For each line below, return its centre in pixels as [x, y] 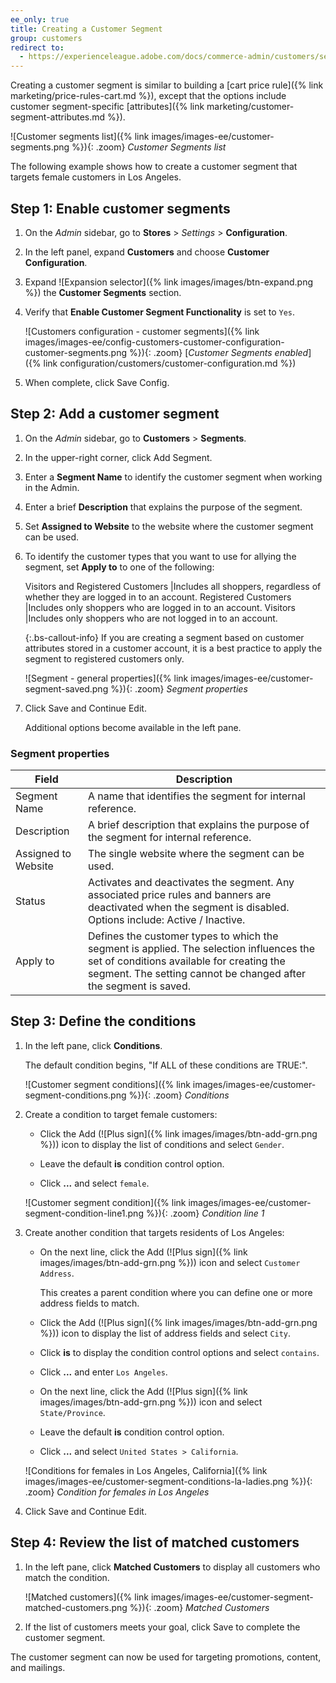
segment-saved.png [66, 688]
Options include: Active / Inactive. [166, 920]
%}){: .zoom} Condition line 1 [205, 1213]
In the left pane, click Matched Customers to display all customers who [172, 1567]
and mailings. [38, 1667]
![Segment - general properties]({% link [106, 678]
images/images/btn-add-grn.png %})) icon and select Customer [170, 1262]
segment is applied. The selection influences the [201, 949]
